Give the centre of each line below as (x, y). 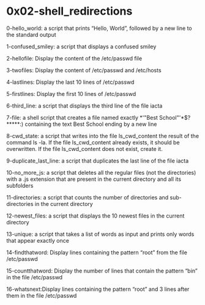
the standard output (31, 34)
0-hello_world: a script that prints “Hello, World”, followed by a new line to (99, 28)
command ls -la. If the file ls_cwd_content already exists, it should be (93, 142)
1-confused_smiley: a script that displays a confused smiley (81, 46)
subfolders (20, 185)
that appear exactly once (38, 240)
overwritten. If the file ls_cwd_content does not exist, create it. (85, 149)
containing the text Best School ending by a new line (91, 124)
